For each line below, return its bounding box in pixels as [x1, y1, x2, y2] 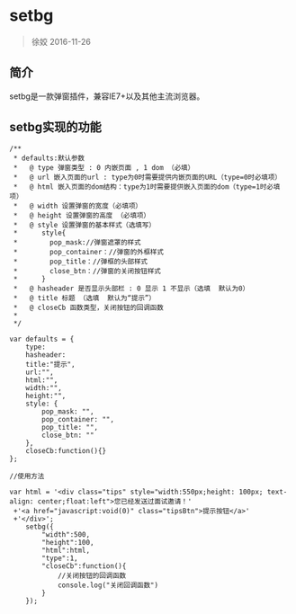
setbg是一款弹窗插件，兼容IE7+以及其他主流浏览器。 [9, 91, 205, 102]
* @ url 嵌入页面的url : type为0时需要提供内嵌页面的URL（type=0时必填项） [13, 173, 282, 182]
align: [9, 496, 34, 506]
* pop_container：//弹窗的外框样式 [13, 247, 165, 256]
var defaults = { [9, 334, 75, 343]
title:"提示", [25, 360, 76, 369]
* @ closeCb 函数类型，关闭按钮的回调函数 [13, 303, 164, 312]
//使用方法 [9, 471, 45, 481]
